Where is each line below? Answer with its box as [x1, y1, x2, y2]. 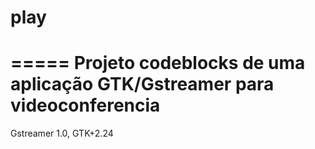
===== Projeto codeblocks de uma [10, 52, 306, 75]
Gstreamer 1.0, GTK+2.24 [10, 127, 114, 140]
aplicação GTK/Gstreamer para [10, 73, 275, 96]
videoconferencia [10, 94, 161, 117]
